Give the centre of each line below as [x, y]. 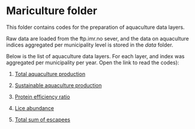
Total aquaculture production [50, 74]
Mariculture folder [52, 11]
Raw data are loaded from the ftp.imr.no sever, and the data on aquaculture [97, 38]
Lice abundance [34, 108]
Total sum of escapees [43, 120]
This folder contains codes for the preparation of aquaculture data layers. [95, 27]
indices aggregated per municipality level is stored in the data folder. [90, 45]
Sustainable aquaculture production [58, 85]
